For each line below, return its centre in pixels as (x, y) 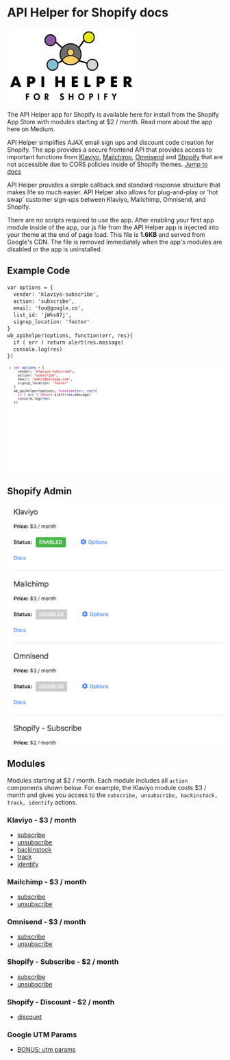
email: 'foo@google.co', (49, 308)
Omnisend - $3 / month (47, 922)
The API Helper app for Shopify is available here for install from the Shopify (113, 114)
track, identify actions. (42, 802)
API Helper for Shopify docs (88, 13)
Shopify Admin (39, 491)
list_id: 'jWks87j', (42, 315)
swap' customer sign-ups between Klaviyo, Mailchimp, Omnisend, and (106, 199)
